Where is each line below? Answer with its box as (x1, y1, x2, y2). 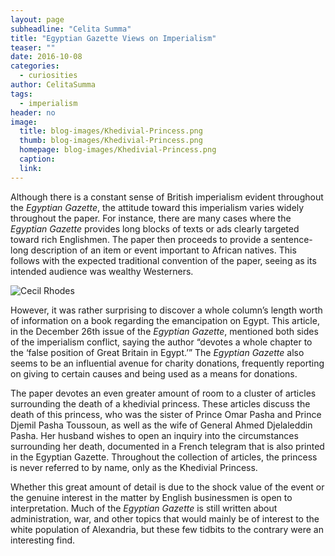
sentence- (270, 233, 313, 245)
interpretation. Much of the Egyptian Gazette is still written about (10, 502, 278, 514)
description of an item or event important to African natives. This (30, 244, 297, 256)
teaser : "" (10, 42, 56, 53)
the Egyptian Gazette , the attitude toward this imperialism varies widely (10, 201, 305, 213)
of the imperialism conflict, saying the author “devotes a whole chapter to (10, 336, 313, 348)
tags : (10, 89, 33, 99)
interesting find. (10, 534, 76, 546)
